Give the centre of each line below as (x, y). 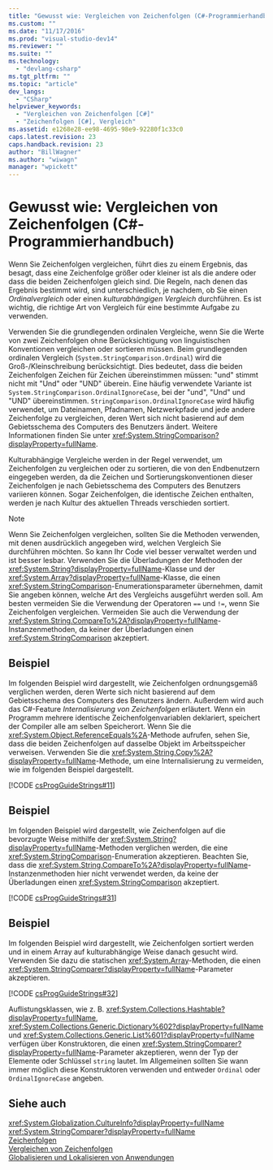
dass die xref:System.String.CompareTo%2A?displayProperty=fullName (128, 864)
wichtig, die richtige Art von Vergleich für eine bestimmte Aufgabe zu (124, 308)
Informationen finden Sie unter (60, 435)
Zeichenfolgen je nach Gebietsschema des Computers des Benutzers (125, 486)
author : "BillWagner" (45, 152)
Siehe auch (37, 1103)
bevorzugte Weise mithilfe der (59, 838)
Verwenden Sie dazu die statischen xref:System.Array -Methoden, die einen (135, 960)
